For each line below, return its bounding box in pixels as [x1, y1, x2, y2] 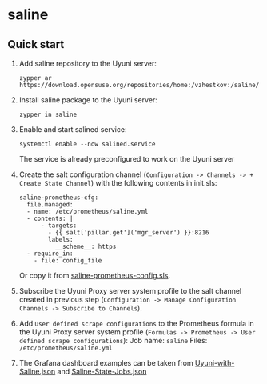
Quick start [7, 38, 65, 51]
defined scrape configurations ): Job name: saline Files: [18, 336, 208, 345]
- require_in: [26, 250, 74, 258]
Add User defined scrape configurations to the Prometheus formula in [18, 318, 255, 328]
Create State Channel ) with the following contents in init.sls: [18, 178, 217, 187]
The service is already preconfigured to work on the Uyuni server [18, 154, 235, 163]
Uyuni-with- [194, 358, 235, 367]
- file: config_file [34, 257, 102, 265]
